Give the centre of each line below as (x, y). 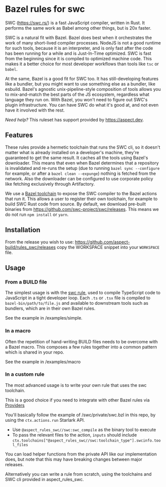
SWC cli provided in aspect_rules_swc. (44, 479)
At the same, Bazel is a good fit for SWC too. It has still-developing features (82, 79)
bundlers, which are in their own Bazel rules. (50, 308)
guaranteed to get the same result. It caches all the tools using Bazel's (77, 158)
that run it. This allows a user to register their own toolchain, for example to (82, 199)
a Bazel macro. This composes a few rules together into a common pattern (81, 347)
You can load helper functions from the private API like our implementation (81, 454)
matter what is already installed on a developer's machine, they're (72, 152)
